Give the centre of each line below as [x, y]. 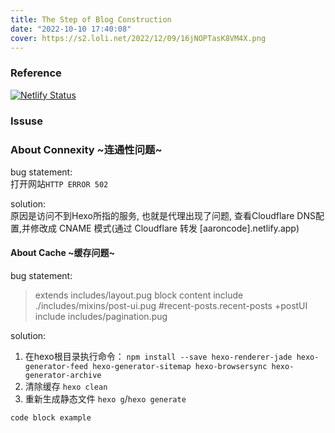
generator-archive [63, 376]
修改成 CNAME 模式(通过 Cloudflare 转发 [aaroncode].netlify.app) [165, 228]
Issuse [27, 121]
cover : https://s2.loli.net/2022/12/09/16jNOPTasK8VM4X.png [138, 38]
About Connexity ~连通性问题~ [86, 149]
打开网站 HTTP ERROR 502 [59, 183]
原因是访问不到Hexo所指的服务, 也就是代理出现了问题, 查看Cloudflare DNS [163, 215]
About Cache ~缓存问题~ [63, 253]
